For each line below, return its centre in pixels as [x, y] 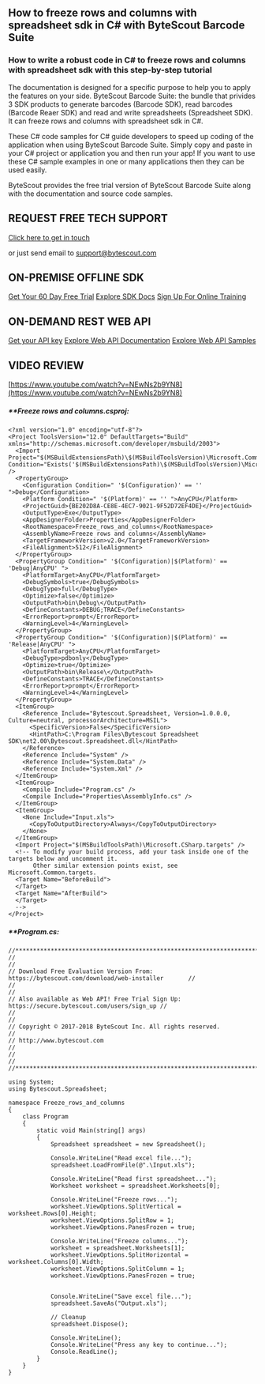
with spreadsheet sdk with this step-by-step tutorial [110, 70]
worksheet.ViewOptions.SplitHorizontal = [119, 1255]
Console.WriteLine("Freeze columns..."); [119, 1241]
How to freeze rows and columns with [103, 13]
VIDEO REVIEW [46, 366]
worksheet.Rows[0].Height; [52, 1213]
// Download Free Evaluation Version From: [81, 971]
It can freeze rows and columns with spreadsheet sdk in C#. [106, 121]
